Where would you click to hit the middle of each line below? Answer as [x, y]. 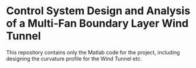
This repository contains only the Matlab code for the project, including [93, 52]
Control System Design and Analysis [98, 11]
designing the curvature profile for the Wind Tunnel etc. [74, 59]
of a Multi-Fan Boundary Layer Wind [97, 23]
